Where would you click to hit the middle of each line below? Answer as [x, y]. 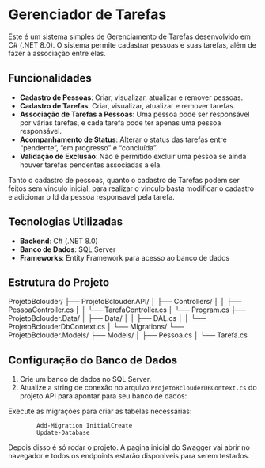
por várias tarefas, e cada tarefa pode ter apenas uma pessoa [120, 122]
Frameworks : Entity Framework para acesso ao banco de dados [125, 257]
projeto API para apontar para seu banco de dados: [103, 396]
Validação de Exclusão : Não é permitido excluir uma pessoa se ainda [133, 156]
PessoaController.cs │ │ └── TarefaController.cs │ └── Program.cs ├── [127, 310]
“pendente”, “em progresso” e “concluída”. [89, 147]
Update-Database [63, 433]
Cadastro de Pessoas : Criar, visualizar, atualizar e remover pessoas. [131, 97]
